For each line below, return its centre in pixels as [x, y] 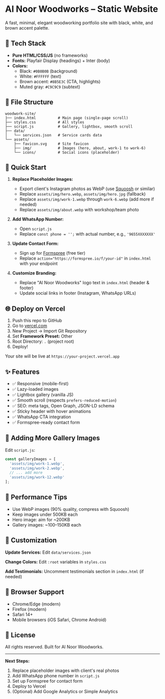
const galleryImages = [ [30, 459]
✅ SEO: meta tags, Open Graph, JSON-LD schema [63, 406]
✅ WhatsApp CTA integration [41, 417]
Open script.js [36, 229]
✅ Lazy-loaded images [35, 389]
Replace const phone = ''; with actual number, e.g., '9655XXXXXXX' [87, 234]
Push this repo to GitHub [37, 321]
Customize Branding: [34, 273]
